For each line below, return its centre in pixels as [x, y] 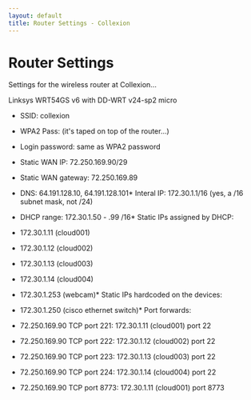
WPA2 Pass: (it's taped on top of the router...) [94, 131]
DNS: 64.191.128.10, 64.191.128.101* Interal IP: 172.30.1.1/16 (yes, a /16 [131, 194]
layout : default [35, 16]
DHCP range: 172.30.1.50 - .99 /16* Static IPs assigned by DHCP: [127, 218]
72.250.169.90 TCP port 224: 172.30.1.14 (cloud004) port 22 [118, 372]
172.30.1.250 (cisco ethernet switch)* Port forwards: [106, 310]
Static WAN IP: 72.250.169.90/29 [74, 162]
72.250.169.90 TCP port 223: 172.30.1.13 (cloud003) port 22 [118, 357]
